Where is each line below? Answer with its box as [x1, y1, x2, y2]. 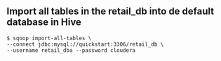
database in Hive [6, 17, 82, 28]
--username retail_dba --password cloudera [6, 46, 136, 54]
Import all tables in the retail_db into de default [6, 6, 215, 17]
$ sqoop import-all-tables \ [6, 35, 92, 42]
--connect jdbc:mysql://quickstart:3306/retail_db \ [6, 41, 164, 48]
